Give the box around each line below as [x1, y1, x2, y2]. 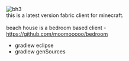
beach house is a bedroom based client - [6, 24, 107, 31]
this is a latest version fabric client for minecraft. [6, 12, 124, 19]
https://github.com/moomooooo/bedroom [6, 30, 108, 38]
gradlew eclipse [14, 42, 54, 49]
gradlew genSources [14, 48, 66, 55]
